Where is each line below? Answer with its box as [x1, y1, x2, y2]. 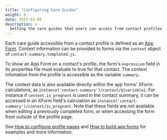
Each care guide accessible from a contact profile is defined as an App [5, 40, 154, 46]
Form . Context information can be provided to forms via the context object [5, 46, 161, 52]
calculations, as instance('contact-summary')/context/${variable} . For [5, 87, 155, 93]
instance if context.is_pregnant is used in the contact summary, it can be [5, 92, 159, 98]
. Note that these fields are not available [71, 103, 155, 109]
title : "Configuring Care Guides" [5, 7, 79, 13]
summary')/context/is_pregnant [5, 104, 72, 109]
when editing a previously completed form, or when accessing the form [5, 109, 155, 115]
